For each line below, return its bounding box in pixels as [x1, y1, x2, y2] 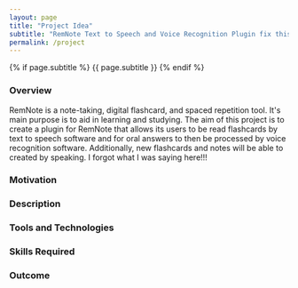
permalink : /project [9, 37, 86, 47]
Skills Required [9, 245, 75, 258]
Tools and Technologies [9, 221, 114, 234]
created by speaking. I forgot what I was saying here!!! [9, 152, 208, 163]
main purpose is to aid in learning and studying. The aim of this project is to [9, 114, 286, 124]
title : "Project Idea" [9, 21, 93, 30]
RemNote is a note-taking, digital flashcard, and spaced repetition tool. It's [9, 104, 281, 116]
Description [9, 197, 61, 210]
